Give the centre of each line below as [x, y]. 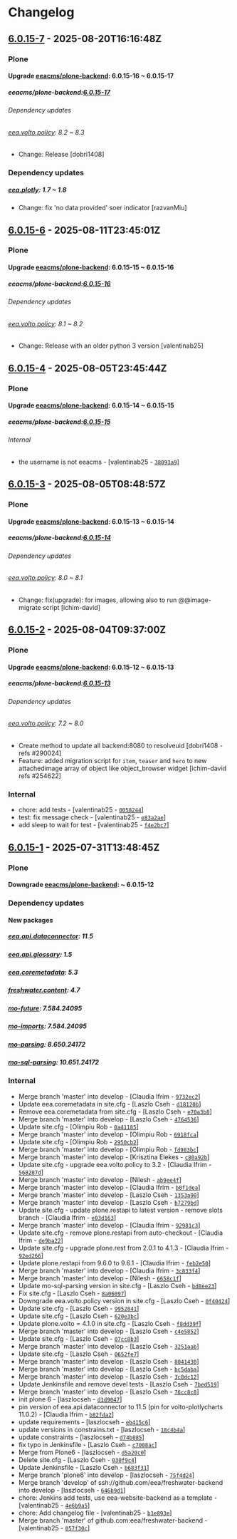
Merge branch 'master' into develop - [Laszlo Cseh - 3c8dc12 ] [109, 1377]
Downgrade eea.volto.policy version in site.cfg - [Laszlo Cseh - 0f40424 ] [124, 1300]
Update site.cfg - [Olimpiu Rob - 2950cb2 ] [79, 1141]
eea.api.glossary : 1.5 [40, 954]
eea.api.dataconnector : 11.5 [51, 936]
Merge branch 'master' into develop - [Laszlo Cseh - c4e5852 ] [109, 1331]
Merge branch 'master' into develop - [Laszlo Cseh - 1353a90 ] [109, 1195]
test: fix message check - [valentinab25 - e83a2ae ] [92, 817]
